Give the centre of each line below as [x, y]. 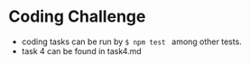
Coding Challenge [77, 17]
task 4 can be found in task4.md [81, 50]
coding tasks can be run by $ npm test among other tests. [132, 41]
